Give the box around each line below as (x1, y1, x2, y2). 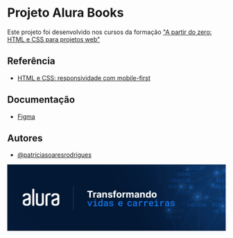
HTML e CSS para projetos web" (7, 35, 101, 43)
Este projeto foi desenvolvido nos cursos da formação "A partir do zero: (7, 28, 212, 36)
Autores (7, 132, 43, 144)
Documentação (7, 94, 75, 105)
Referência (7, 56, 55, 67)
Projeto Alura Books (7, 5, 124, 21)
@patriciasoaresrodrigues (17, 151, 92, 159)
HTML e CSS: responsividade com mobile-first (17, 74, 150, 82)
